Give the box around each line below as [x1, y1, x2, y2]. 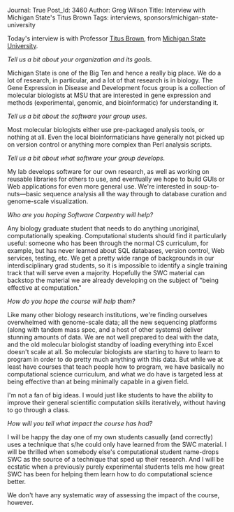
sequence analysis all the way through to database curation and [43, 190, 227, 198]
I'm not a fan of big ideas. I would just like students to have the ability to [7, 391, 214, 399]
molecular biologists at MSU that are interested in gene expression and [7, 91, 212, 99]
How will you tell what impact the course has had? [7, 419, 153, 427]
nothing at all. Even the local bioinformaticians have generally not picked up [7, 133, 225, 141]
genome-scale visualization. [7, 197, 89, 205]
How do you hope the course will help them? [7, 297, 136, 305]
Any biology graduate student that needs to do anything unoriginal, [7, 224, 200, 233]
